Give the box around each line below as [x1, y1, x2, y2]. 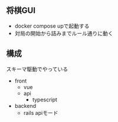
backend [14, 102, 37, 109]
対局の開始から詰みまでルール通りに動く [14, 29, 113, 37]
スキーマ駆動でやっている [6, 65, 68, 72]
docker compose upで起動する [14, 22, 90, 29]
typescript [32, 96, 58, 103]
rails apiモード [23, 109, 58, 116]
